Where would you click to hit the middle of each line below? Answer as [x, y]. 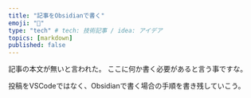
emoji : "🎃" [26, 23]
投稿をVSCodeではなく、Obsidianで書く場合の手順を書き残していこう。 [127, 86]
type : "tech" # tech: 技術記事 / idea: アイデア [86, 30]
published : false [37, 45]
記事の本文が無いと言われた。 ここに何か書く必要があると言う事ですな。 [128, 69]
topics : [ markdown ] [41, 38]
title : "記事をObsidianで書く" [57, 16]
